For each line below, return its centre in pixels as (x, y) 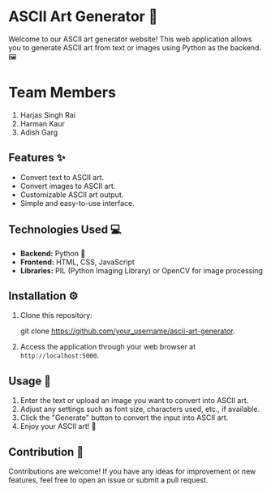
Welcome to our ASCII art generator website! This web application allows (130, 39)
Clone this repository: (56, 315)
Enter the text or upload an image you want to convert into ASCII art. (134, 401)
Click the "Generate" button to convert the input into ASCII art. (124, 418)
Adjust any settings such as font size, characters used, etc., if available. (140, 409)
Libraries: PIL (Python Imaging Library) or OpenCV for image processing (142, 270)
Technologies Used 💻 (65, 230)
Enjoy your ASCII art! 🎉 (58, 427)
